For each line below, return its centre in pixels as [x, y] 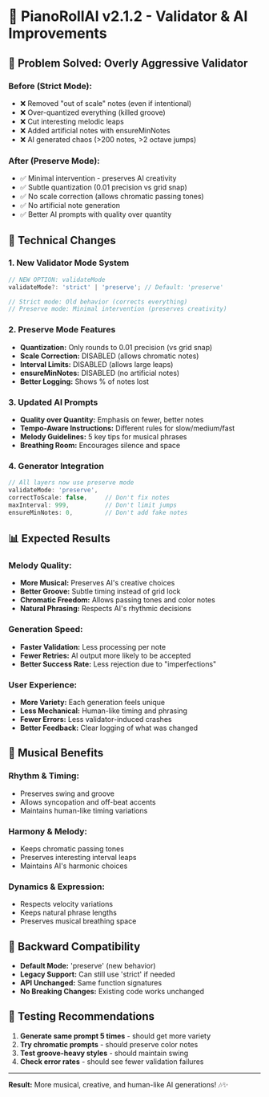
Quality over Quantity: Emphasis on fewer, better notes [112, 419]
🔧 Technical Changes [62, 240]
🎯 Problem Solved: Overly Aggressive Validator [128, 63]
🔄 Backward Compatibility [74, 946]
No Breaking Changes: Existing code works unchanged [112, 991]
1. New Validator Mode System [69, 263]
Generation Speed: [46, 630]
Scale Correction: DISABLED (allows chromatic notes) [109, 356]
